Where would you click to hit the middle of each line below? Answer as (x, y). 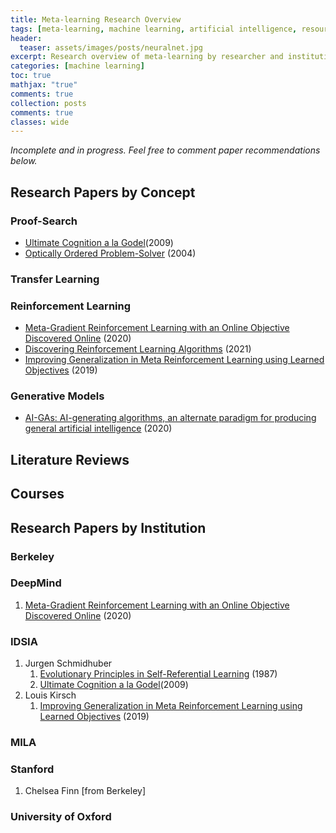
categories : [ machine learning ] (77, 66)
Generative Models (57, 396)
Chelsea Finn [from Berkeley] (85, 791)
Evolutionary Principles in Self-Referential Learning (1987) (158, 674)
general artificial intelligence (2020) (98, 428)
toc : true (31, 76)
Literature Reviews (70, 459)
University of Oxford (61, 817)
